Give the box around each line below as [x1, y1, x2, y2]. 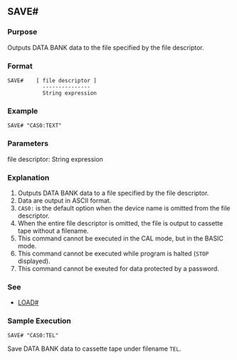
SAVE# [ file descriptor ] [7, 77, 98, 84]
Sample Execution [7, 316, 71, 326]
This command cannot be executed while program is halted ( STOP [17, 249, 209, 258]
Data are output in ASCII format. [17, 196, 112, 205]
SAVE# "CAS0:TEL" [7, 332, 59, 339]
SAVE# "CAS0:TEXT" [7, 122, 62, 129]
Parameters [7, 139, 48, 149]
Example [7, 106, 38, 116]
